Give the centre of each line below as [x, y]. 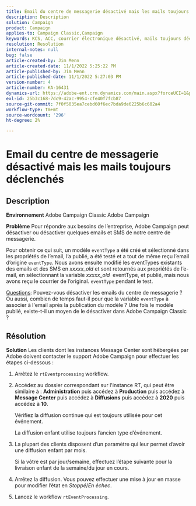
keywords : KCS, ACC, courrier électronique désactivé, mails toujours [94, 39]
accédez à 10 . [31, 404]
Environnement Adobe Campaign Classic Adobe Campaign [78, 215]
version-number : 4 [28, 83]
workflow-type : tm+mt [32, 110]
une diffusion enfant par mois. [51, 450]
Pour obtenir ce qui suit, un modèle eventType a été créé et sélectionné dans [98, 250]
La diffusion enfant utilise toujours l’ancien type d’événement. [88, 433]
